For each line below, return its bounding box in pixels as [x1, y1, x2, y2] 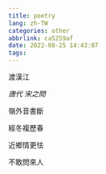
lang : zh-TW [8, 19, 48, 27]
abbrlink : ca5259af [8, 34, 74, 42]
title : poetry [8, 11, 56, 20]
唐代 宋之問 [8, 89, 46, 99]
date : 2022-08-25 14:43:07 [8, 42, 99, 50]
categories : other [8, 26, 70, 34]
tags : [8, 49, 26, 57]
